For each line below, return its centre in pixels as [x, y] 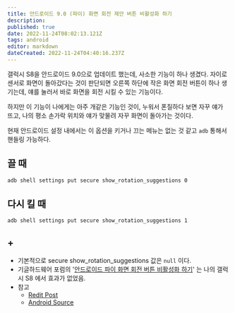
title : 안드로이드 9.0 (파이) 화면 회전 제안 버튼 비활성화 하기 [90, 14]
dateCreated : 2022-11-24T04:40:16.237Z [66, 54]
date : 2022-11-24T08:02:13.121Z [55, 33]
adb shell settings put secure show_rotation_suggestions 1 [98, 221]
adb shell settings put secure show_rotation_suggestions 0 [98, 180]
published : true [31, 27]
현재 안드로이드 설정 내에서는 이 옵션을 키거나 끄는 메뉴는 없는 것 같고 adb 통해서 [117, 130]
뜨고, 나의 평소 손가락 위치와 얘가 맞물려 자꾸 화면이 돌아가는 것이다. [100, 115]
